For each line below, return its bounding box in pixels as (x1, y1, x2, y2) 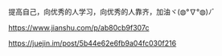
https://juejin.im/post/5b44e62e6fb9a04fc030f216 (8, 38, 177, 48)
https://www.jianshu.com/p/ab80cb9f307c (8, 23, 150, 32)
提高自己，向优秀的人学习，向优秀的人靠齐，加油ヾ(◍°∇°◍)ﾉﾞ (8, 7, 216, 16)
